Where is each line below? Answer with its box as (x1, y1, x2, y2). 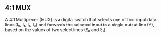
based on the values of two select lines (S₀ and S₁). (5, 26, 107, 33)
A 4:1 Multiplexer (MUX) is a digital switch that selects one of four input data (5, 16, 157, 22)
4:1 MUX (5, 4, 31, 12)
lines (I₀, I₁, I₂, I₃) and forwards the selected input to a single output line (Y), (5, 22, 155, 27)
